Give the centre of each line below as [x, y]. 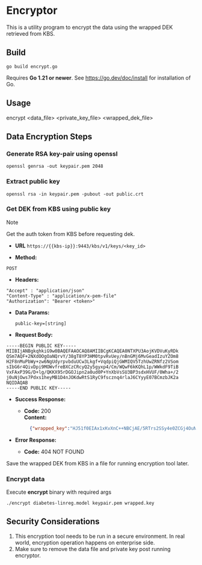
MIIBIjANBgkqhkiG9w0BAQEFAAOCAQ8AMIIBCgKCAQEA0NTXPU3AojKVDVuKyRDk [93, 351]
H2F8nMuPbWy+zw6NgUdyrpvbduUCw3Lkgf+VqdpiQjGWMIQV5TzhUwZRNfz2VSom [93, 362]
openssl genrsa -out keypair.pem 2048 [55, 167]
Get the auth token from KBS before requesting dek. [71, 234]
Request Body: [34, 334]
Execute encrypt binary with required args [59, 492]
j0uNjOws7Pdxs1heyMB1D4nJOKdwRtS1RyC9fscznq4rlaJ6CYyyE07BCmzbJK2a [93, 377]
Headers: [27, 279]
